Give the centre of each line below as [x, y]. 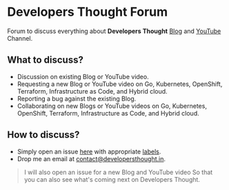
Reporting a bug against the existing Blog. [77, 98]
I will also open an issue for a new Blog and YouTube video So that [118, 172]
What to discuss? [46, 60]
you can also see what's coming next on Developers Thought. [112, 179]
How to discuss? [43, 135]
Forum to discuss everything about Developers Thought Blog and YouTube [114, 31]
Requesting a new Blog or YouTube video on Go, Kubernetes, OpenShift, [120, 84]
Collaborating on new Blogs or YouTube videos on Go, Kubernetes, [112, 106]
